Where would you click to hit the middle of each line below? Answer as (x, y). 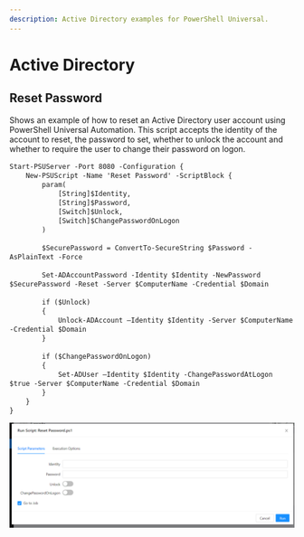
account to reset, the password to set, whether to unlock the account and (146, 139)
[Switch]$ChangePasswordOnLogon (119, 221)
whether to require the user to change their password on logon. (128, 148)
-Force (70, 257)
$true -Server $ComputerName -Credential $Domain (105, 383)
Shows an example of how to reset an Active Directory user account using (147, 120)
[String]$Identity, (94, 193)
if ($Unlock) (66, 302)
